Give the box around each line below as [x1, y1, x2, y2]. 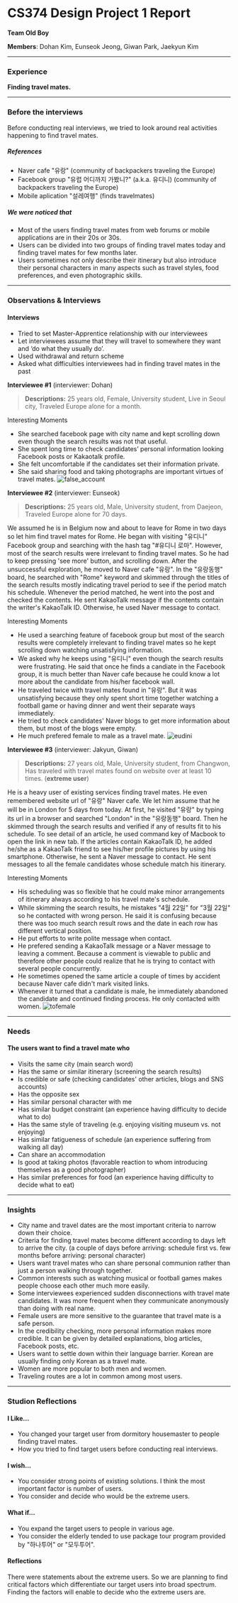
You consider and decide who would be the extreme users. [17, 1492, 190, 1501]
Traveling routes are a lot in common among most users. [17, 1372, 183, 1381]
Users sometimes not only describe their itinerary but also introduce [17, 256, 217, 264]
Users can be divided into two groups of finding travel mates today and [17, 241, 226, 249]
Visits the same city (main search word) [17, 1059, 133, 1068]
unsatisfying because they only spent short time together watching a [17, 693, 219, 702]
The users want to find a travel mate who [7, 1044, 130, 1052]
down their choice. [17, 1229, 73, 1237]
